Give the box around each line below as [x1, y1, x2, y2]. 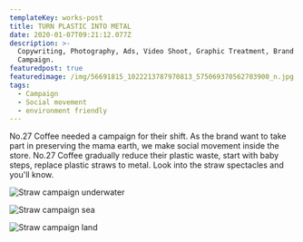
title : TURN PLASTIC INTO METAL [9, 22, 132, 31]
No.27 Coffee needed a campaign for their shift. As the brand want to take [9, 131, 287, 141]
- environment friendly [17, 106, 107, 115]
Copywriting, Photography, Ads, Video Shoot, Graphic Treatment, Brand [17, 47, 295, 56]
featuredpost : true [9, 64, 83, 73]
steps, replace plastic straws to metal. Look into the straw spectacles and [9, 160, 284, 170]
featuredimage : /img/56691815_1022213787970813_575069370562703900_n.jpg [9, 73, 295, 82]
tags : [9, 81, 30, 90]
